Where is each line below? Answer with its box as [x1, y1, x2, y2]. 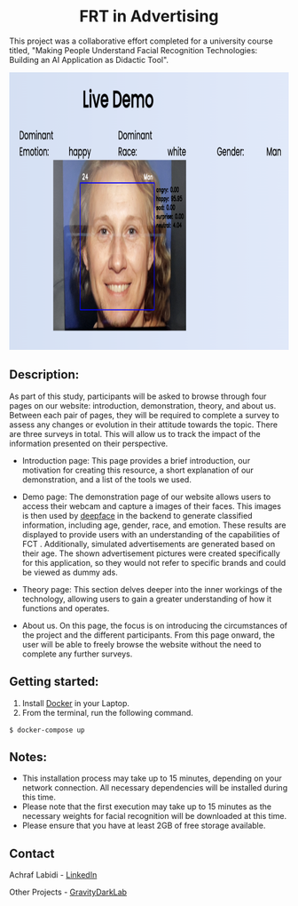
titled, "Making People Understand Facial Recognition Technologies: [9, 44, 258, 55]
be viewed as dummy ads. [21, 567, 118, 577]
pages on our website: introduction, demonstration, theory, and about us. [9, 400, 277, 410]
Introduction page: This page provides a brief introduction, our [21, 455, 251, 465]
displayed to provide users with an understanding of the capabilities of [21, 528, 280, 539]
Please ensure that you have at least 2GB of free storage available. [21, 820, 266, 831]
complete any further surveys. [21, 648, 133, 659]
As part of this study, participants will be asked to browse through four [9, 391, 267, 401]
